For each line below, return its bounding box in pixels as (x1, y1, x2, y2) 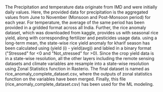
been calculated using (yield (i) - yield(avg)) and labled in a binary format (5, 46, 152, 51)
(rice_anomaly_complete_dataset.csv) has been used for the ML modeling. (5, 81, 154, 87)
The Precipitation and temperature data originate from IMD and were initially (5, 4, 158, 10)
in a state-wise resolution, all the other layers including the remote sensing (5, 56, 155, 61)
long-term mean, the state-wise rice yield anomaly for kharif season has (5, 40, 150, 46)
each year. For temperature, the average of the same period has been (5, 19, 145, 25)
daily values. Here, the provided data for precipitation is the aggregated (5, 9, 148, 15)
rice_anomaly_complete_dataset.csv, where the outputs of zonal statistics (5, 71, 152, 77)
